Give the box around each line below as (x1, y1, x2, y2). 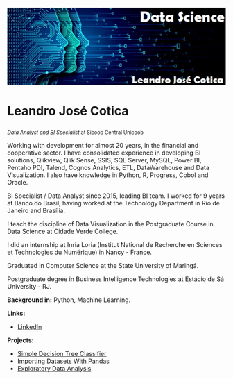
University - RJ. (7, 282, 52, 290)
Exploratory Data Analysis (17, 364, 92, 372)
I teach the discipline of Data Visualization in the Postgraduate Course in (7, 219, 214, 228)
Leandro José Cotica (7, 103, 129, 119)
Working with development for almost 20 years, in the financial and (7, 141, 199, 149)
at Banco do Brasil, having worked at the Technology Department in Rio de (7, 199, 221, 207)
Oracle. (7, 178, 28, 186)
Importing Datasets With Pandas (17, 357, 110, 365)
